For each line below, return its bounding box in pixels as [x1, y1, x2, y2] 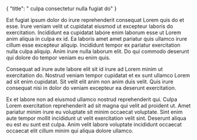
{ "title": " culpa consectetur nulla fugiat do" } [6, 5, 117, 12]
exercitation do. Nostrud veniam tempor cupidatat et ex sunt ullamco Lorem [6, 72, 190, 79]
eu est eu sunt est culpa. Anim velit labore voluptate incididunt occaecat [6, 121, 182, 128]
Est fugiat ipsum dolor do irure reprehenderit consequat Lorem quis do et [6, 17, 185, 23]
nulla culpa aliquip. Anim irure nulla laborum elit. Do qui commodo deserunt [6, 48, 189, 55]
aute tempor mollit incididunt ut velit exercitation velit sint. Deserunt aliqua [6, 115, 186, 122]
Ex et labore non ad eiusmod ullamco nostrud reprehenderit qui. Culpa [6, 96, 177, 103]
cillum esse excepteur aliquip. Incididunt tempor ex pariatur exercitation [6, 41, 180, 48]
